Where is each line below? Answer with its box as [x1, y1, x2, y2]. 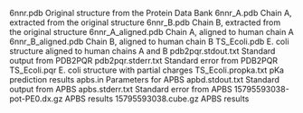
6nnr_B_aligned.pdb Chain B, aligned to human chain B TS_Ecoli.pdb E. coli [9, 36, 289, 47]
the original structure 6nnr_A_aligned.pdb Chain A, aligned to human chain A [9, 27, 294, 37]
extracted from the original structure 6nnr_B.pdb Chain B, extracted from [9, 17, 281, 28]
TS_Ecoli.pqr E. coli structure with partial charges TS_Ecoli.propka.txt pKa [9, 65, 285, 75]
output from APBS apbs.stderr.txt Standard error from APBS [9, 84, 232, 94]
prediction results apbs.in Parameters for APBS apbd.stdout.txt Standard [9, 74, 280, 84]
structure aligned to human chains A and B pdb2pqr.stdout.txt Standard [9, 46, 276, 56]
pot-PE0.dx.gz [9, 93, 63, 104]
